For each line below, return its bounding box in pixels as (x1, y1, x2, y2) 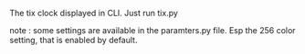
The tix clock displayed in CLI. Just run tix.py (9, 8, 178, 18)
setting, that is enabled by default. (9, 35, 138, 45)
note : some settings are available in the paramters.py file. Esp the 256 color (9, 25, 296, 35)
